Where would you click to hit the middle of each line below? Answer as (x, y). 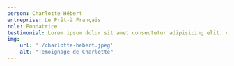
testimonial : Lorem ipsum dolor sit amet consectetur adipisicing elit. (115, 33)
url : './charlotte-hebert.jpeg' (67, 45)
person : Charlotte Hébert (45, 13)
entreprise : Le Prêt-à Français (54, 20)
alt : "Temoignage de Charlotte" (67, 52)
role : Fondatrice (32, 26)
